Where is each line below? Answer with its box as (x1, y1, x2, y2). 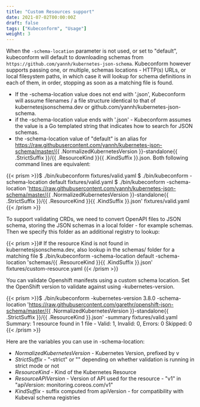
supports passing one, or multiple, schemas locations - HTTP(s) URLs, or (6, 66, 186, 74)
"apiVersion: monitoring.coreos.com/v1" (14, 381, 113, 388)
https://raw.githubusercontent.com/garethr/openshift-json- (29, 301, 174, 308)
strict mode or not (14, 362, 60, 369)
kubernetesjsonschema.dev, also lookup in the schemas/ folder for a (6, 246, 175, 253)
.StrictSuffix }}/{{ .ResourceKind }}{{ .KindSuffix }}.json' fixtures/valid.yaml (6, 198, 190, 205)
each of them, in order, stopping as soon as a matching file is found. (6, 79, 174, 87)
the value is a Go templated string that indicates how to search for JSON (14, 123, 193, 130)
